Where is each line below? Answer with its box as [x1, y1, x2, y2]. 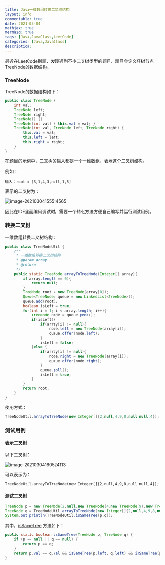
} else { [31, 345, 48, 349]
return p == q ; [23, 542, 54, 547]
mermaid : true [5, 30, 34, 35]
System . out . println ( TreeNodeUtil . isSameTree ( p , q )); [5, 513, 113, 518]
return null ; [31, 281, 58, 285]
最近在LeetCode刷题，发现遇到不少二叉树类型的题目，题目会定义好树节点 [5, 58, 154, 64]
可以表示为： [5, 472, 31, 478]
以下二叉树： [5, 452, 31, 458]
